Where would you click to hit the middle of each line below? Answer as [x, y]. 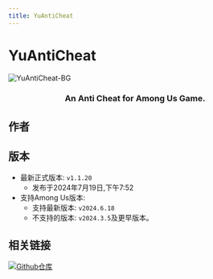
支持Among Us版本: [53, 197]
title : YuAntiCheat [41, 16]
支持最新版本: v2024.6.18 [73, 207]
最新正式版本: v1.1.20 [56, 177]
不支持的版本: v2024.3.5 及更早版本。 [93, 217]
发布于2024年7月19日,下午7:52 [83, 187]
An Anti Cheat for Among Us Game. [135, 99]
